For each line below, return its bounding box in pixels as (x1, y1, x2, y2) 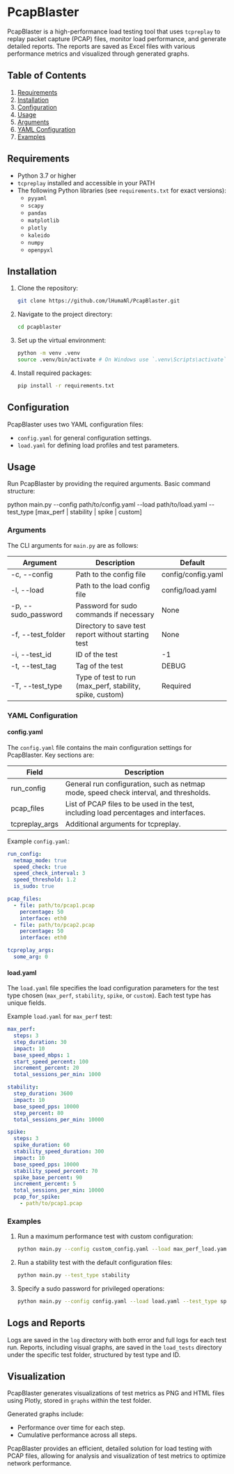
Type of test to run (75, 672, 136, 682)
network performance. (7, 1459, 72, 1468)
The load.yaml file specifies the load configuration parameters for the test (7, 984, 219, 992)
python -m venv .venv (17, 350, 80, 357)
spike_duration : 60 (13, 1142, 70, 1149)
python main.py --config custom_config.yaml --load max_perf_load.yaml (17, 1245, 230, 1253)
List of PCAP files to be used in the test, (65, 799, 195, 808)
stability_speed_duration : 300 (13, 1148, 104, 1155)
